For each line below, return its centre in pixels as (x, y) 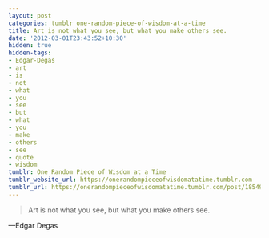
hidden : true (30, 46)
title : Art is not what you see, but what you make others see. (118, 30)
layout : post (30, 16)
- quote (21, 157)
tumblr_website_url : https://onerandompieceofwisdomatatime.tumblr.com (130, 180)
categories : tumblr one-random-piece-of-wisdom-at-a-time (107, 23)
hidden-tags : (30, 53)
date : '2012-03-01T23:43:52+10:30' (68, 38)
